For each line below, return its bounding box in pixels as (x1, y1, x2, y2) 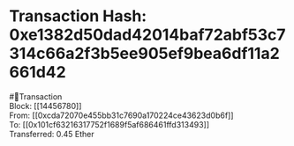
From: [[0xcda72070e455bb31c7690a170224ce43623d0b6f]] (9, 110, 234, 120)
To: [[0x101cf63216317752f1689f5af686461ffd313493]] (9, 119, 210, 129)
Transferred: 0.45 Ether (9, 128, 94, 139)
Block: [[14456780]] (9, 100, 82, 111)
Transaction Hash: (9, 6, 147, 26)
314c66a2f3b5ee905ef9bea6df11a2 (9, 44, 280, 63)
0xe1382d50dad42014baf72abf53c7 (9, 25, 286, 45)
